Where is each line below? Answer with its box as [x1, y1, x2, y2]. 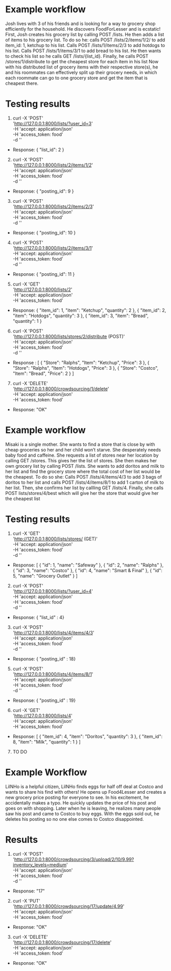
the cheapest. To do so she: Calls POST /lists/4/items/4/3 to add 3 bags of [5, 473, 162, 480]
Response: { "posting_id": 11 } [12, 271, 75, 277]
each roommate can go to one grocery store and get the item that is [5, 75, 148, 81]
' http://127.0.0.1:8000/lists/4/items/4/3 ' [12, 629, 94, 635]
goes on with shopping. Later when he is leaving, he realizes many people [5, 805, 161, 811]
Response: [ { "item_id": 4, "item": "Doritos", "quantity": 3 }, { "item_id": [12, 733, 163, 739]
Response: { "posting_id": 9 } [12, 188, 74, 194]
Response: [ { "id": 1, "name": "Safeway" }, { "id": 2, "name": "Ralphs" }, [12, 562, 164, 568]
